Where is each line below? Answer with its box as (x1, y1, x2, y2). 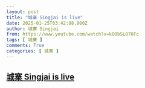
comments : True (6, 43, 45, 49)
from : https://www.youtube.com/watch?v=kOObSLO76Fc (6, 31, 139, 37)
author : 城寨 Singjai (6, 25, 59, 32)
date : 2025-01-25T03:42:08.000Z (6, 20, 88, 26)
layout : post (6, 8, 39, 15)
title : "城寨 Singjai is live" (6, 14, 83, 20)
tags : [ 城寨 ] (6, 37, 43, 43)
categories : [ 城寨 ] (6, 48, 59, 54)
